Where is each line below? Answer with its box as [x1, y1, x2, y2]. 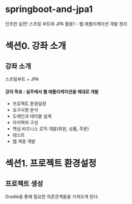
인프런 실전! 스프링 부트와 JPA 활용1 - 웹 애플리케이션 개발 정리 [5, 21, 127, 27]
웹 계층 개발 [12, 138, 36, 144]
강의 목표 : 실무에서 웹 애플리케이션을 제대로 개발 [5, 88, 99, 94]
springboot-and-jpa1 [5, 4, 93, 15]
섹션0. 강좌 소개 [5, 40, 66, 52]
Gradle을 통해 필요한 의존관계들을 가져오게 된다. [5, 193, 99, 199]
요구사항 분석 [12, 107, 38, 113]
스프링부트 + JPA [5, 76, 39, 82]
